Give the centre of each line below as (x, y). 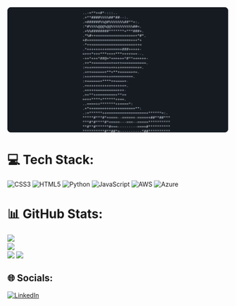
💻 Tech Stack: (51, 160)
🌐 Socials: (30, 278)
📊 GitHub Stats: (55, 214)
